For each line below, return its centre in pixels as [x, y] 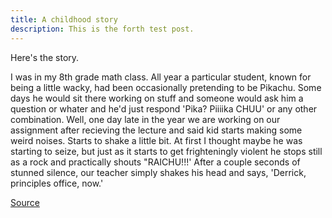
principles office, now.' [57, 183]
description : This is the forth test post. [102, 29]
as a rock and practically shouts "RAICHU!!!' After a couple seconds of [155, 162]
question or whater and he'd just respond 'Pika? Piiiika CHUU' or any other [164, 108]
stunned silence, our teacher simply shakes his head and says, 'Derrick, [158, 172]
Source [25, 202]
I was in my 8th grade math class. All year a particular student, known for [161, 77]
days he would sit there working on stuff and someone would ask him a [157, 98]
